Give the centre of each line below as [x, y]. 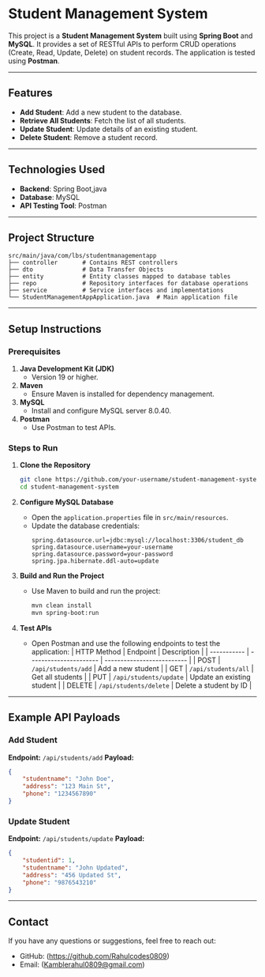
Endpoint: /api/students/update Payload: [77, 839]
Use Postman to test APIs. [74, 428]
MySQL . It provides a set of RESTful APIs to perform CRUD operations [122, 43]
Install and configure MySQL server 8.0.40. [101, 411]
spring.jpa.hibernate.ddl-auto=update [95, 561]
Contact [28, 922]
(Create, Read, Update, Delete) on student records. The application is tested [132, 52]
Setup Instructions [55, 329]
